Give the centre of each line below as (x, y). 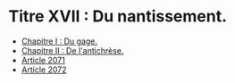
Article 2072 (44, 70)
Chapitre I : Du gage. (59, 41)
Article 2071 (43, 60)
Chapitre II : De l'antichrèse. (72, 50)
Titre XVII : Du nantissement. (118, 17)
